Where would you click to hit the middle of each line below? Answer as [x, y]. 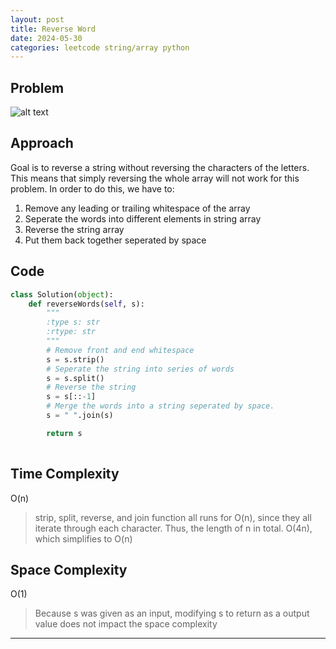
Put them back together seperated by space [115, 240]
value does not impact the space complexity [126, 624]
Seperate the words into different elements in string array [143, 218]
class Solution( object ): [62, 294]
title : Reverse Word [53, 29]
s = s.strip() [75, 359]
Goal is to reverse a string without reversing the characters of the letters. [160, 167]
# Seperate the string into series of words [140, 369]
